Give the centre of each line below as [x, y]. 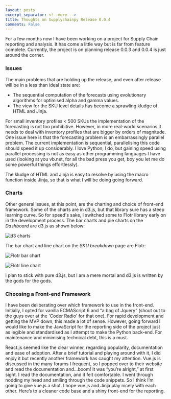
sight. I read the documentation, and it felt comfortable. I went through [79, 375]
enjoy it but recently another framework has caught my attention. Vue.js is [83, 359]
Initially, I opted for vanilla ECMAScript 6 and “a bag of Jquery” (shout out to [86, 311]
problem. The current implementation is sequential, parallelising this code [82, 143]
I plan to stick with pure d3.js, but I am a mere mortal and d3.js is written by [84, 275]
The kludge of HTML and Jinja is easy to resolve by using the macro [77, 174]
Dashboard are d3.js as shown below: [45, 226]
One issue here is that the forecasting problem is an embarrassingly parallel [85, 137]
